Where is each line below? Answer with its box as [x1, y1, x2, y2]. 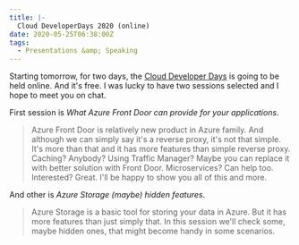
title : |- [9, 13, 47, 22]
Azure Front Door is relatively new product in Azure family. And [30, 124, 264, 135]
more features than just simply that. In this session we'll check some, [30, 216, 286, 227]
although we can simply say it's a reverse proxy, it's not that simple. [30, 134, 282, 145]
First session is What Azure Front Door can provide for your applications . [9, 107, 279, 118]
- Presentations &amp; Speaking [17, 46, 139, 55]
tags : [9, 38, 30, 47]
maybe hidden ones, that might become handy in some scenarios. [30, 225, 276, 237]
